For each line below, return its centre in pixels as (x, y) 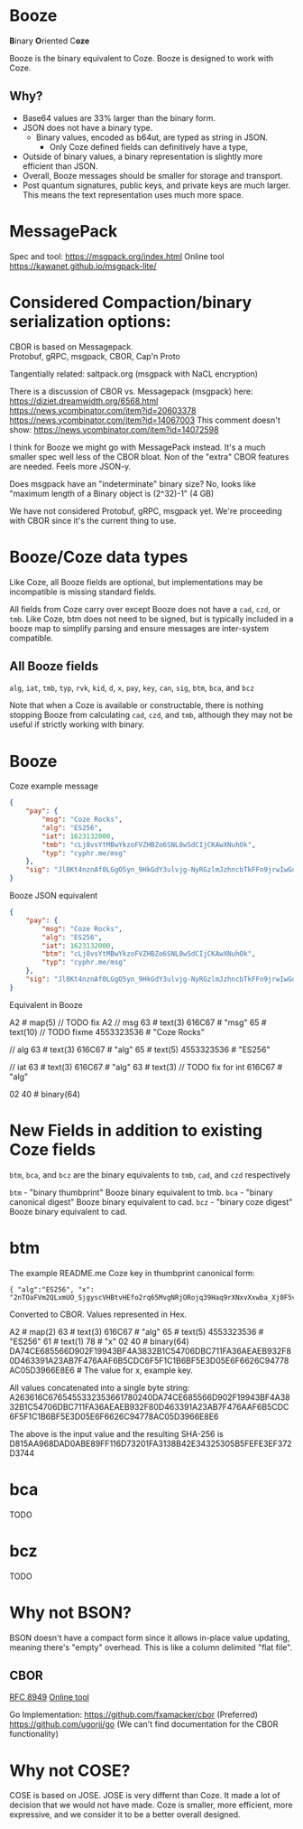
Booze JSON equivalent (54, 896)
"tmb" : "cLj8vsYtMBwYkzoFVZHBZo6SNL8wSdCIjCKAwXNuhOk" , (149, 845)
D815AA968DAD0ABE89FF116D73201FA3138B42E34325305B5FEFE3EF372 (151, 1443)
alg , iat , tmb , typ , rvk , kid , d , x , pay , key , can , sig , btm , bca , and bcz (132, 688)
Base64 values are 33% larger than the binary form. (119, 117)
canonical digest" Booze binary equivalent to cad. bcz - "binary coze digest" (151, 1201)
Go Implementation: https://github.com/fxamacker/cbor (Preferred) (134, 1715)
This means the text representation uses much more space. (133, 194)
